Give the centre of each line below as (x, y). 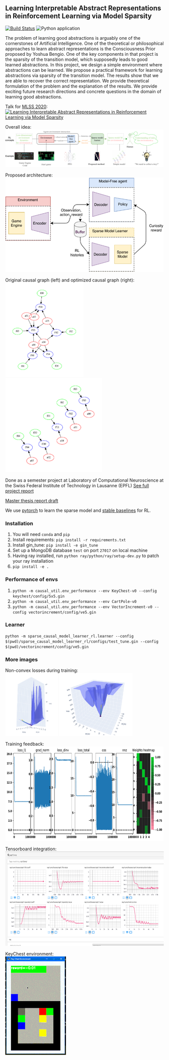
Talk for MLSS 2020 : (26, 106)
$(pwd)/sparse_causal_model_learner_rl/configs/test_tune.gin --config (82, 641)
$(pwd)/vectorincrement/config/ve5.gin (47, 647)
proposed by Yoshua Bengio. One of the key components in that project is (82, 54)
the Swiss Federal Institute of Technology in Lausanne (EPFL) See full (77, 485)
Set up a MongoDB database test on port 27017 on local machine (80, 551)
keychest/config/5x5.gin (38, 596)
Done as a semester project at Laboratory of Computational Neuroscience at (84, 480)
